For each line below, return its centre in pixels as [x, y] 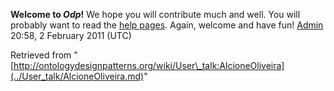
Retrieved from [41, 55]
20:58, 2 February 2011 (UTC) [71, 35]
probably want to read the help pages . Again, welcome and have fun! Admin [167, 25]
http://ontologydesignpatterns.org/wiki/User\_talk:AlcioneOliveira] [149, 65]
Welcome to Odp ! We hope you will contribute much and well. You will [155, 14]
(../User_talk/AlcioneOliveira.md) [77, 76]
